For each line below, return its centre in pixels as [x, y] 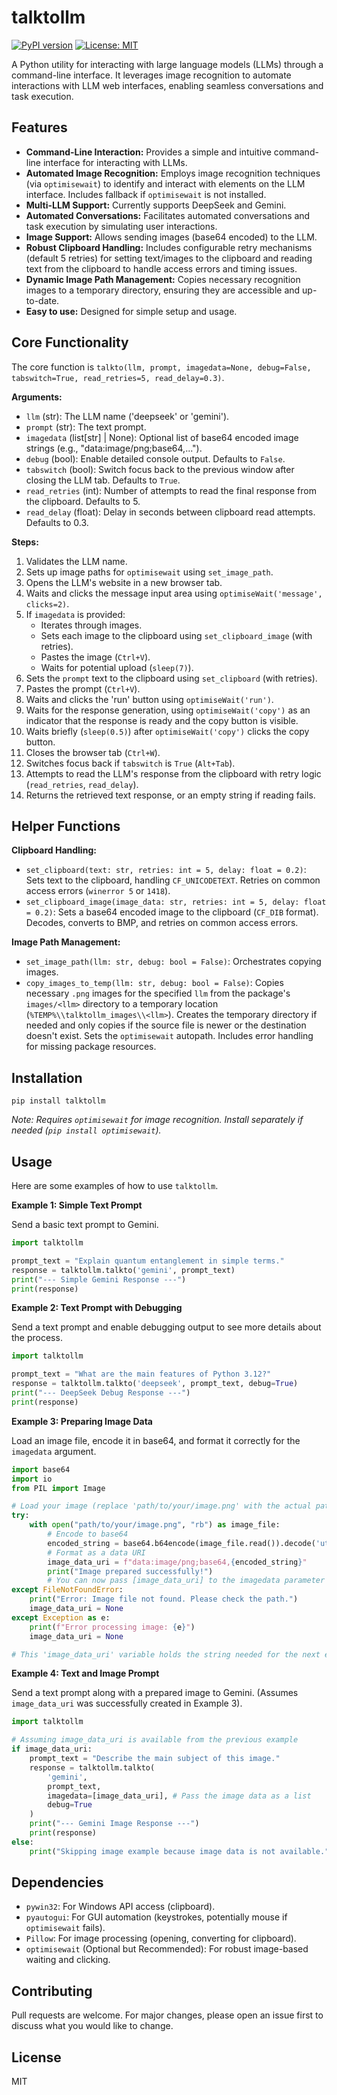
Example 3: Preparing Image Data [82, 1421]
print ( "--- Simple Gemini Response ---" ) [99, 1279]
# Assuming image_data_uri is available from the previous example [155, 1740]
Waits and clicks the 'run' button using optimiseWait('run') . [149, 699]
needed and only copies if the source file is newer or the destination [166, 1025]
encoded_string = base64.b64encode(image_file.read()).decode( [181, 1543]
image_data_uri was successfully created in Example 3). [127, 1703]
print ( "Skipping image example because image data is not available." [179, 1851]
